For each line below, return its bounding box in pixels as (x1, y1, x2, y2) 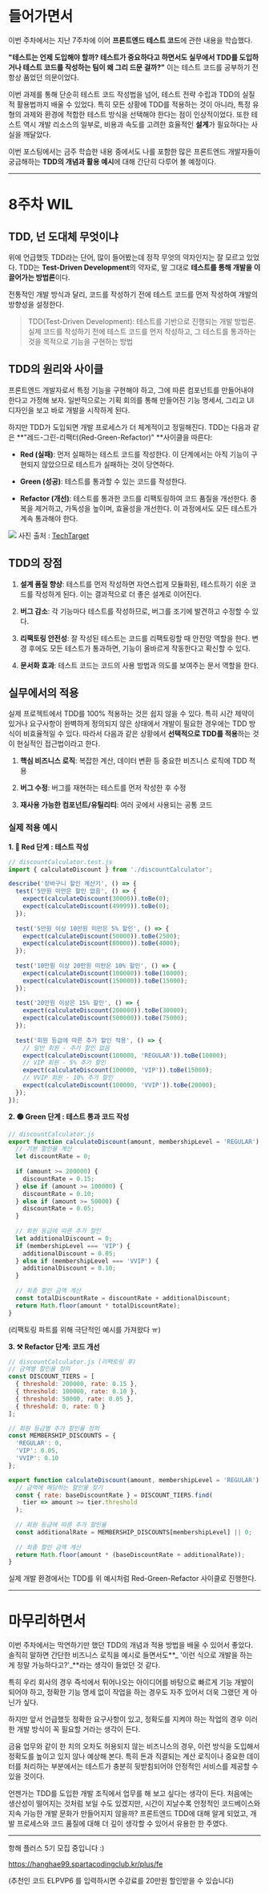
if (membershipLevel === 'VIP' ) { (15, 1242, 130, 1250)
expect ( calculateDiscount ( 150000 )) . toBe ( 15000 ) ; (22, 976, 188, 985)
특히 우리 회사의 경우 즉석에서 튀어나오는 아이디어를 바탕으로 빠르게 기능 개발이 (8, 1677, 255, 1687)
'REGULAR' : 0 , (15, 1439, 62, 1448)
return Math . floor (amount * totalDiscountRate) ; (15, 1301, 181, 1310)
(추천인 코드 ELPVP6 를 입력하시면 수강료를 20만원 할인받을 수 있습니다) (8, 1876, 235, 1886)
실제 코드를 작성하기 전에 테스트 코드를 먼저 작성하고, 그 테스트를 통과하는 (27, 326, 257, 336)
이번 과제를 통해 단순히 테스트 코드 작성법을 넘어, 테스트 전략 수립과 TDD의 (8, 89, 240, 99)
